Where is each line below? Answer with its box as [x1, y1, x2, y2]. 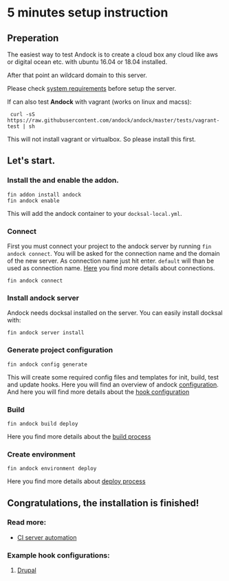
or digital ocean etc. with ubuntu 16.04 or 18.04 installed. [7, 58, 168, 66]
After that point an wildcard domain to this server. [7, 71, 148, 79]
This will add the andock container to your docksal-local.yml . [7, 209, 182, 217]
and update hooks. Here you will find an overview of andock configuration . [7, 380, 219, 388]
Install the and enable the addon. [7, 175, 119, 185]
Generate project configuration [7, 345, 113, 355]
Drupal [17, 566, 36, 575]
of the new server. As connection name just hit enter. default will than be [7, 256, 215, 265]
